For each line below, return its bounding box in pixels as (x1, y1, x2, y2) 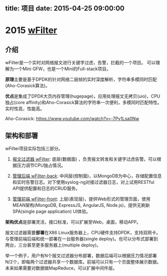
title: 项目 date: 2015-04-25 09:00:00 (5, 4, 125, 13)
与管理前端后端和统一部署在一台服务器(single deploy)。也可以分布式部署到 (5, 236, 159, 242)
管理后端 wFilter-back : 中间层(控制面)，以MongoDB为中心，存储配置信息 (12, 173, 162, 179)
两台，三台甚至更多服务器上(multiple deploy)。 (5, 242, 101, 248)
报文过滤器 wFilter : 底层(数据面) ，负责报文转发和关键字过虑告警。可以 (12, 156, 157, 162)
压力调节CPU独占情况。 (16, 162, 66, 168)
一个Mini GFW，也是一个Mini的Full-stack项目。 (13, 66, 111, 72)
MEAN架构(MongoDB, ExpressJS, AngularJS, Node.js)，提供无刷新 (12, 202, 151, 208)
